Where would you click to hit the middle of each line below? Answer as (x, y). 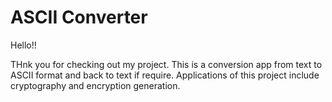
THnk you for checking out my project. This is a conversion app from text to (166, 64)
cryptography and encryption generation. (95, 85)
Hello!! (23, 45)
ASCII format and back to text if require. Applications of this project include (165, 75)
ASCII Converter (79, 17)
